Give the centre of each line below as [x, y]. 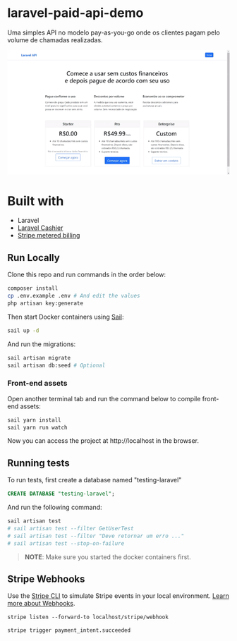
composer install [33, 288]
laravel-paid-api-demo [75, 13]
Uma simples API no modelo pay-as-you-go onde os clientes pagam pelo [114, 32]
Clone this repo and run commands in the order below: [87, 275]
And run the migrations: [42, 344]
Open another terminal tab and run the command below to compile [104, 398]
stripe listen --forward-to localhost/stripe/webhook [88, 617]
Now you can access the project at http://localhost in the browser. [103, 441]
